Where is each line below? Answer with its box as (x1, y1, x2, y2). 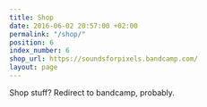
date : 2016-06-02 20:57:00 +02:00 (9, 21, 139, 30)
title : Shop (9, 12, 54, 22)
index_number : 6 (9, 46, 70, 55)
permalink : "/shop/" (9, 29, 87, 38)
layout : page (9, 63, 58, 72)
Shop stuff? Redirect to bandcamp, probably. (9, 86, 175, 98)
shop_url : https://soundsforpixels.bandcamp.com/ (9, 54, 199, 63)
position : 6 (9, 37, 54, 47)
